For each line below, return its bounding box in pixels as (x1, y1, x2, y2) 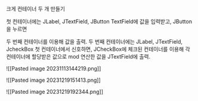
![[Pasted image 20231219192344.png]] (6, 88, 103, 95)
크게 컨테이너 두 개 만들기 (6, 5, 66, 12)
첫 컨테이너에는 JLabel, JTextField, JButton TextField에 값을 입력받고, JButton (6, 18, 193, 25)
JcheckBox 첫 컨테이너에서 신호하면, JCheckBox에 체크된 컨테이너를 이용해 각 (6, 45, 190, 53)
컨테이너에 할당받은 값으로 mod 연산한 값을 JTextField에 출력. (6, 53, 151, 60)
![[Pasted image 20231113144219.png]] (6, 65, 101, 72)
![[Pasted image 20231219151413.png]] (6, 76, 101, 84)
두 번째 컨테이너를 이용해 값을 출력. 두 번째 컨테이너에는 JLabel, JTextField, (6, 38, 183, 45)
